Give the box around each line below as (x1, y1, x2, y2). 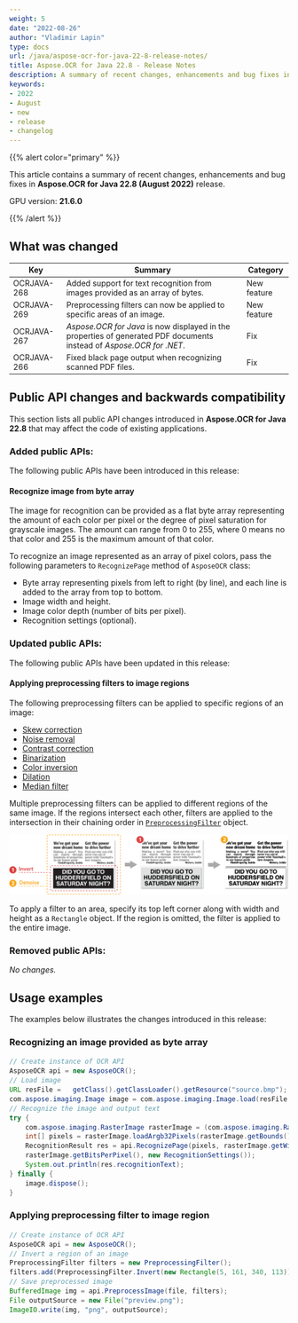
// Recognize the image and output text (9, 1104, 161, 1113)
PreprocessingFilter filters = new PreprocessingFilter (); (9, 1258, 232, 1268)
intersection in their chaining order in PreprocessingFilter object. (9, 816, 248, 827)
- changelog (9, 127, 53, 136)
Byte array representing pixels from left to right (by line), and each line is (21, 578, 287, 588)
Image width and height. (21, 596, 111, 607)
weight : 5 (9, 14, 46, 23)
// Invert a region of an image (9, 1249, 129, 1258)
